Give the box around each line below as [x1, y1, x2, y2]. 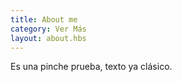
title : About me [10, 14, 78, 25]
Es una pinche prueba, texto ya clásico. [10, 61, 173, 73]
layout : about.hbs [10, 33, 87, 43]
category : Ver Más [10, 24, 87, 34]
